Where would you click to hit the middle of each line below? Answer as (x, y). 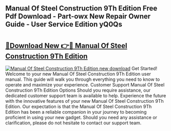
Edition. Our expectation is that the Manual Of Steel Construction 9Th (79, 106)
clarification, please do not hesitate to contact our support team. (73, 123)
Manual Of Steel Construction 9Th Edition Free (81, 8)
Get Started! (145, 68)
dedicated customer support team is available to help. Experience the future (86, 96)
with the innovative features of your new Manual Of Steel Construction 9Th (84, 101)
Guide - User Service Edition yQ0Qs (64, 24)
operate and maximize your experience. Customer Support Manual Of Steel (85, 85)
